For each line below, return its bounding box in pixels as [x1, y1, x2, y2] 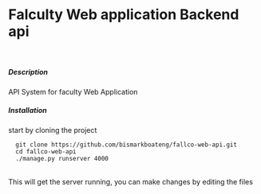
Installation [8, 105, 47, 114]
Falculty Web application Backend [8, 6, 239, 24]
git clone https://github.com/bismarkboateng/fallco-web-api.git [15, 141, 238, 149]
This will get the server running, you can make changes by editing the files [8, 177, 254, 186]
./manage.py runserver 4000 [15, 154, 109, 162]
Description [8, 67, 49, 76]
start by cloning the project [8, 125, 97, 134]
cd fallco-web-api [15, 147, 77, 156]
